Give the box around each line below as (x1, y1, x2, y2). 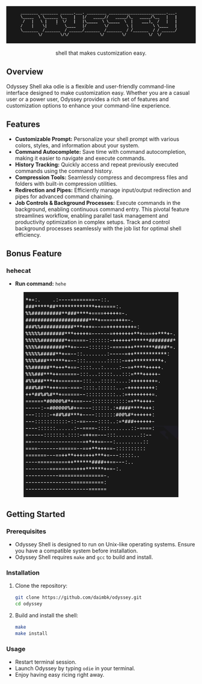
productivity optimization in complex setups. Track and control (14, 218, 170, 225)
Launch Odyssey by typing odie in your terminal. (14, 665, 135, 672)
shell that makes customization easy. (55, 49, 147, 56)
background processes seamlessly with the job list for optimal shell (14, 225, 182, 232)
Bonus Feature (6, 249, 62, 259)
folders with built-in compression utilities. (14, 180, 118, 187)
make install (14, 631, 48, 637)
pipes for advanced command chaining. (14, 192, 114, 200)
